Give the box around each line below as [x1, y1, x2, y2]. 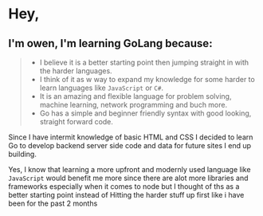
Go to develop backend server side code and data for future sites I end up [8, 141, 252, 150]
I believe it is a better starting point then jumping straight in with [39, 57, 249, 67]
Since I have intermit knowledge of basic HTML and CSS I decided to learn [8, 132, 253, 142]
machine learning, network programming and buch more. [39, 100, 228, 109]
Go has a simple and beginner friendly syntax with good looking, [39, 108, 252, 118]
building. [8, 149, 37, 159]
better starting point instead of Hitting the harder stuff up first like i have [8, 190, 245, 199]
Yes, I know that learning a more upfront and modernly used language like [8, 165, 251, 174]
